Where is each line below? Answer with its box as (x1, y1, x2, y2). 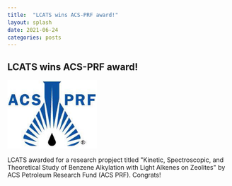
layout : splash (7, 18, 52, 26)
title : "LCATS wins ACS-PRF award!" (7, 11, 119, 18)
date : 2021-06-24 (7, 26, 59, 33)
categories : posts (7, 34, 62, 41)
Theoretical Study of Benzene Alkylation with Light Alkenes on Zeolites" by (7, 163, 226, 172)
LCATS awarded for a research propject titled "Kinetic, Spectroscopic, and (7, 156, 224, 164)
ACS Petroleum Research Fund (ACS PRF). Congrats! (7, 170, 161, 180)
